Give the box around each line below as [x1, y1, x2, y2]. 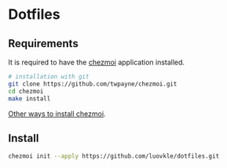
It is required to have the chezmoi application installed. [8, 57, 185, 67]
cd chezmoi [8, 87, 44, 95]
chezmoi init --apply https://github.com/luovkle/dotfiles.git [8, 152, 220, 160]
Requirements [8, 37, 79, 50]
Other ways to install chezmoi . [8, 108, 106, 119]
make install [8, 94, 51, 103]
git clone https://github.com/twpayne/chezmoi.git [8, 80, 178, 88]
